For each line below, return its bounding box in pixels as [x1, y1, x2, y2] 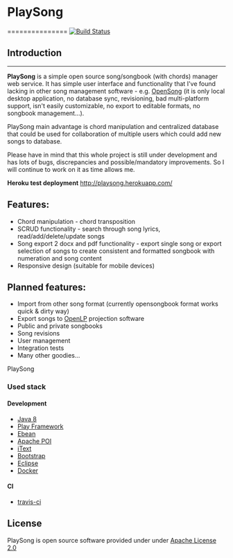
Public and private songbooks [17, 322, 103, 330]
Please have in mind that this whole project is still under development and [7, 150, 217, 159]
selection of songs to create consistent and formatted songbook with [17, 247, 215, 255]
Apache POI [17, 437, 52, 445]
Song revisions [17, 329, 60, 338]
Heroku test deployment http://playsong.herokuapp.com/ [7, 178, 173, 187]
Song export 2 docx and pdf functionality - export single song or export [17, 239, 222, 247]
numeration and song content [17, 254, 102, 262]
